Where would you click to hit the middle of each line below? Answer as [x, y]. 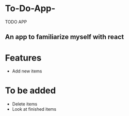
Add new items [27, 71]
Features [23, 58]
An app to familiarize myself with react [64, 37]
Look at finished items [34, 109]
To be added [31, 91]
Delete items [24, 104]
